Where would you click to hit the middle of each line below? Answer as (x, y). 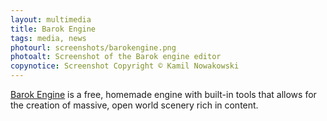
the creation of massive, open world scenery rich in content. (134, 105)
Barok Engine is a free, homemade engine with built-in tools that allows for (163, 94)
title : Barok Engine (53, 29)
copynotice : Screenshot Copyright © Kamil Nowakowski (125, 66)
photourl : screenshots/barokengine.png (93, 47)
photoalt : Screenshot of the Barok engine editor (116, 57)
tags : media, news (48, 38)
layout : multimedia (51, 19)
